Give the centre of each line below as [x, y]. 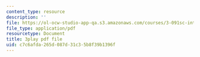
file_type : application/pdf [41, 28]
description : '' [26, 17]
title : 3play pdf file [34, 39]
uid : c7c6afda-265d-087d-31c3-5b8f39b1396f [61, 45]
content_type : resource [36, 12]
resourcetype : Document [36, 34]
